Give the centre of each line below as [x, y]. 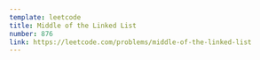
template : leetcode [45, 17]
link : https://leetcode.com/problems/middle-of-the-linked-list [130, 42]
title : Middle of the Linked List [73, 26]
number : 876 [31, 34]
